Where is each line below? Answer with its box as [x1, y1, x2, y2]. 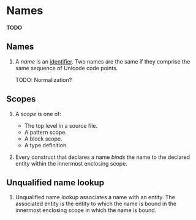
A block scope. [24, 135, 62, 142]
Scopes [6, 94, 36, 105]
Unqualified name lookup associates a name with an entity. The [15, 194, 176, 201]
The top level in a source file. [24, 122, 98, 129]
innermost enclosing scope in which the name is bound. [15, 207, 157, 214]
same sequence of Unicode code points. [15, 64, 118, 71]
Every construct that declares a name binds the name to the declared [15, 153, 190, 161]
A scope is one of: [15, 110, 61, 117]
